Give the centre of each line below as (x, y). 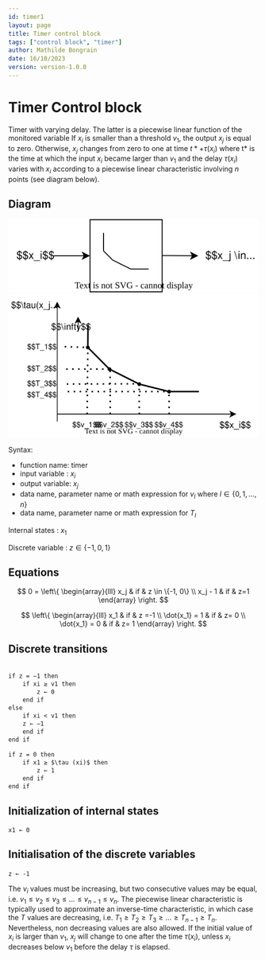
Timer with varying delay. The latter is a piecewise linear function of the (125, 129)
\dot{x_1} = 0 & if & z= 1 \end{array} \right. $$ (133, 624)
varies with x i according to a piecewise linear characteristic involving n (124, 169)
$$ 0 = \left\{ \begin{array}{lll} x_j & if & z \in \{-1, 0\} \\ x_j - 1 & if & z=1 (133, 592)
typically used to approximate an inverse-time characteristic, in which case (131, 909)
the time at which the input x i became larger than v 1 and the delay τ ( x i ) (123, 159)
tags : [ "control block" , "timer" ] (65, 42)
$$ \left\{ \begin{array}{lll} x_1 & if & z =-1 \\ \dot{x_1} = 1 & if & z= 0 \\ (133, 616)
